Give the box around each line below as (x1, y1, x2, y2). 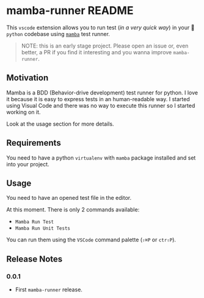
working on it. (6, 108, 41, 116)
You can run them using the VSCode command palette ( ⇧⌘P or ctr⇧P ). (6, 236, 176, 244)
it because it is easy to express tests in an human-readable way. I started (6, 95, 191, 102)
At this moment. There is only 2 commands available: (6, 206, 140, 213)
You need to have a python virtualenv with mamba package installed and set (6, 154, 196, 161)
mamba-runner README (6, 4, 134, 18)
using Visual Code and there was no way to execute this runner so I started (6, 102, 195, 109)
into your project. (6, 160, 50, 168)
